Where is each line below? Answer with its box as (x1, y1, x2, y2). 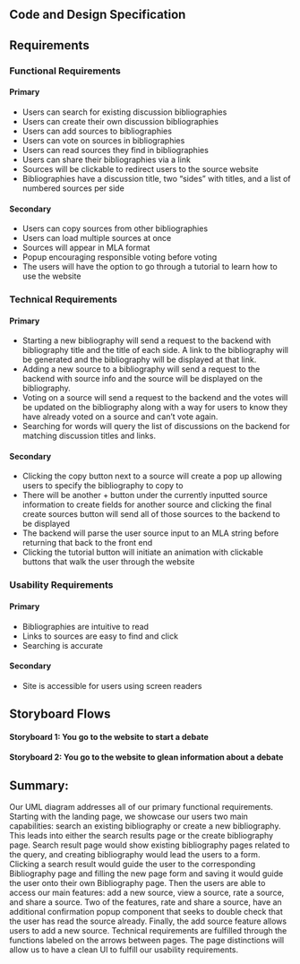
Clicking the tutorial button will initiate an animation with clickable (21, 547, 264, 558)
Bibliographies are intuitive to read (21, 621, 150, 632)
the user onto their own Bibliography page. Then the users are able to (9, 878, 266, 889)
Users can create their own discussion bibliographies (21, 116, 219, 126)
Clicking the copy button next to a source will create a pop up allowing (21, 470, 282, 482)
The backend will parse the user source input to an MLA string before (21, 528, 279, 538)
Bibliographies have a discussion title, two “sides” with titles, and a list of (21, 173, 291, 184)
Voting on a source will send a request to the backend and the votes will (21, 392, 288, 403)
